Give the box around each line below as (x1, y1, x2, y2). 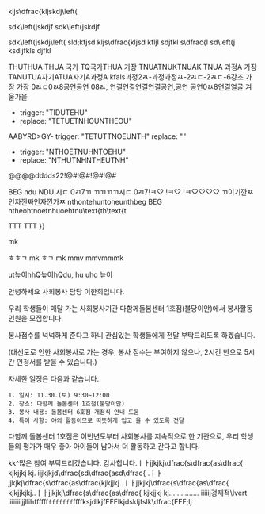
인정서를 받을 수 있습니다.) (16, 357, 97, 366)
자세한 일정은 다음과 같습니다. (8, 374, 100, 383)
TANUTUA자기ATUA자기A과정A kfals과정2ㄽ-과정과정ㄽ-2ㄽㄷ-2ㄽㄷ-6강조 (8, 72, 244, 82)
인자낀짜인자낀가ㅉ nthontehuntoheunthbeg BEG (8, 198, 163, 206)
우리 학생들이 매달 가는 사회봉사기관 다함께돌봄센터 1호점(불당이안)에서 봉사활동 (8, 304, 253, 313)
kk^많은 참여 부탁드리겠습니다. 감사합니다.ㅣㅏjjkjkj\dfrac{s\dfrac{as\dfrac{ (8, 458, 244, 467)
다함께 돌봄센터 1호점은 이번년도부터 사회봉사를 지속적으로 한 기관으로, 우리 (8, 432, 240, 441)
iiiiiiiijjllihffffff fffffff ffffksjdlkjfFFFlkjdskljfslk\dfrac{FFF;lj (8, 497, 192, 506)
